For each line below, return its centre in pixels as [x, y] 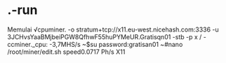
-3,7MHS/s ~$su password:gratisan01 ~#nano [116, 44]
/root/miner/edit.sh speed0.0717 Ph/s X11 [66, 52]
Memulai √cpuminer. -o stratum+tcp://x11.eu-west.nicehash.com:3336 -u [113, 29]
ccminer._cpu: [27, 44]
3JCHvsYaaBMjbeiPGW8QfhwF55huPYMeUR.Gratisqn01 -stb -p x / [105, 36]
